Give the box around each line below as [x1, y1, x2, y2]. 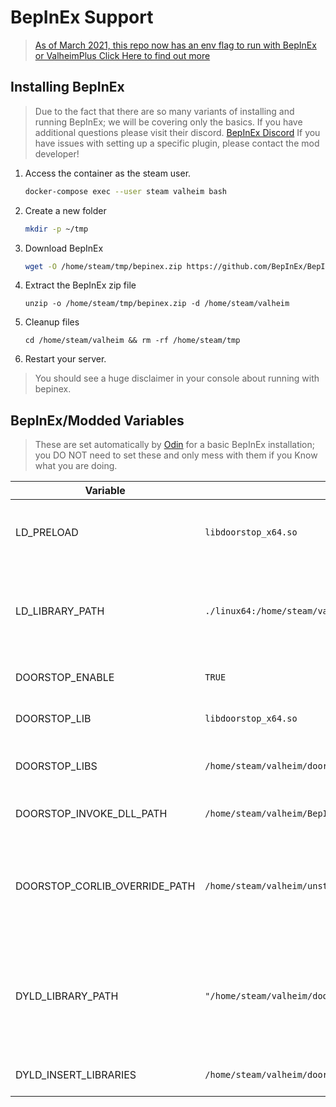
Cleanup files [24, 316, 80, 328]
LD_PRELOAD [15, 526, 79, 540]
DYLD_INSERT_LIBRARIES [15, 1068, 137, 1082]
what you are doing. [34, 460, 118, 472]
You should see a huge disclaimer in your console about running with [34, 372, 320, 385]
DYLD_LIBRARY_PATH [15, 989, 119, 1003]
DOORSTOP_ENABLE [15, 671, 115, 685]
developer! [34, 147, 80, 160]
